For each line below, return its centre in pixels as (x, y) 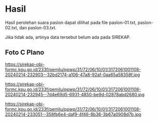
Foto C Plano (25, 52)
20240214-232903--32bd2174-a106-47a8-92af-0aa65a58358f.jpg (73, 75)
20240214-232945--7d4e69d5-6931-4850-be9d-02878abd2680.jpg (75, 94)
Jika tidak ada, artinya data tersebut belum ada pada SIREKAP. (68, 37)
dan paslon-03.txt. (38, 27)
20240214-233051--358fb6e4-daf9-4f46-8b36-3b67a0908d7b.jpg (73, 114)
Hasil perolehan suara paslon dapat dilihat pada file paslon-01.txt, (71, 22)
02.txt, (12, 27)
